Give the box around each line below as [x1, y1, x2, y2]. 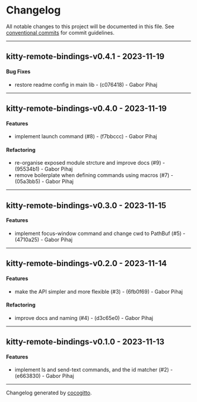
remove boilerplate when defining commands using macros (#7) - [14, 172, 174, 179]
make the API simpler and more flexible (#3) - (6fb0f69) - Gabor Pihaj [14, 288, 183, 295]
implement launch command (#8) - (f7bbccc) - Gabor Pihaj [14, 133, 157, 140]
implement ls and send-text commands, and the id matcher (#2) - [14, 366, 173, 373]
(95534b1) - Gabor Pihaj [14, 165, 73, 173]
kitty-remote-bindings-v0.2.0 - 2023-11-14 [6, 258, 167, 268]
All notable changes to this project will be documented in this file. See [6, 23, 175, 30]
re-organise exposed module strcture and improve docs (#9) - [14, 159, 165, 166]
